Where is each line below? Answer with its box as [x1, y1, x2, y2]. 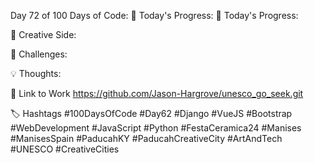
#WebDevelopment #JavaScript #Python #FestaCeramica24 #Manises [10, 122, 302, 134]
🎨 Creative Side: [10, 29, 77, 40]
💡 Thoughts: [10, 68, 62, 79]
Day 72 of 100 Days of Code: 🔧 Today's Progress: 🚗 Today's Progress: [10, 10, 299, 21]
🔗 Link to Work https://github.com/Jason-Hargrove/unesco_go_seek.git [10, 88, 304, 99]
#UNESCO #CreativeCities [10, 143, 120, 155]
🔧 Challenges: [10, 48, 68, 60]
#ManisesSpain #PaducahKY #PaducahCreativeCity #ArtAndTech [10, 133, 283, 144]
